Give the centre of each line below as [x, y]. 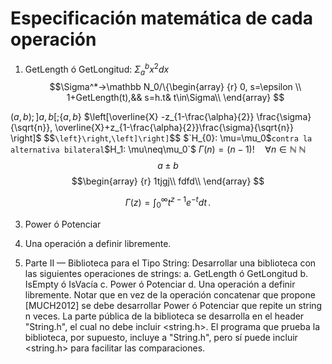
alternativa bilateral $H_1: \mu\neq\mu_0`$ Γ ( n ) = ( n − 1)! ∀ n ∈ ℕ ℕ [158, 149]
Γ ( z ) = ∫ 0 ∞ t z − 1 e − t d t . [168, 203]
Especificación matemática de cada [161, 18]
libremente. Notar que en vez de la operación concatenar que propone [170, 294]
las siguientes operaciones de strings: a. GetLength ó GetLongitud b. [166, 273]
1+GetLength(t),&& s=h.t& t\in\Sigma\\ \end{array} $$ [175, 98]
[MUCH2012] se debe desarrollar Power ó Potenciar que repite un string [173, 305]
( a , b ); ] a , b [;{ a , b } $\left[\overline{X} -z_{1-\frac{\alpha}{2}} [132, 117]
